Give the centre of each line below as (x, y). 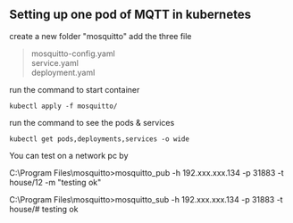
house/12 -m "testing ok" (55, 182)
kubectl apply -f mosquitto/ (63, 106)
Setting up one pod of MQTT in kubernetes (130, 15)
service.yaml (54, 62)
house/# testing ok (44, 209)
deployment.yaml (63, 72)
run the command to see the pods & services (92, 122)
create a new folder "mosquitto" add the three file (100, 36)
